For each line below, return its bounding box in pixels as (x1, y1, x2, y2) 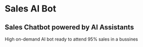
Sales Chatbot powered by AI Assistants (5, 23, 134, 31)
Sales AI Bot (5, 3, 57, 14)
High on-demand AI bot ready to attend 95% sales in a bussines (5, 36, 138, 42)
